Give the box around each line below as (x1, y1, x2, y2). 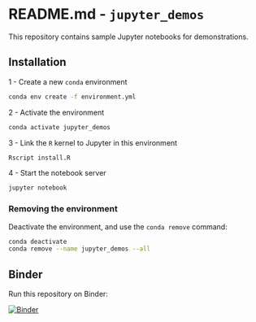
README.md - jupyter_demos (8, 5, 205, 24)
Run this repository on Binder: (8, 289, 108, 299)
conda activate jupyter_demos (8, 123, 111, 131)
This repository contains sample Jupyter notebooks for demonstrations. (8, 32, 249, 41)
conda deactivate (8, 237, 67, 246)
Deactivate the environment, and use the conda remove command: (8, 221, 228, 232)
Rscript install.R (8, 154, 71, 162)
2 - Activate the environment (8, 107, 105, 117)
